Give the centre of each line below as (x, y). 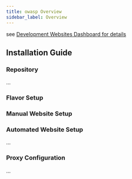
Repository (22, 69)
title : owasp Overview (34, 12)
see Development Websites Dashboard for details (66, 34)
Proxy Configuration (36, 158)
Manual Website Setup (39, 114)
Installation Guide (39, 52)
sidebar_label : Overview (37, 17)
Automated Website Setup (45, 129)
